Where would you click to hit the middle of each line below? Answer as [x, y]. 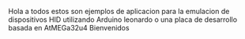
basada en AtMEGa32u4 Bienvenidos [69, 28]
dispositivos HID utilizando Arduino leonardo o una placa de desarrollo [123, 19]
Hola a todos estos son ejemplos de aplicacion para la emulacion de [119, 11]
